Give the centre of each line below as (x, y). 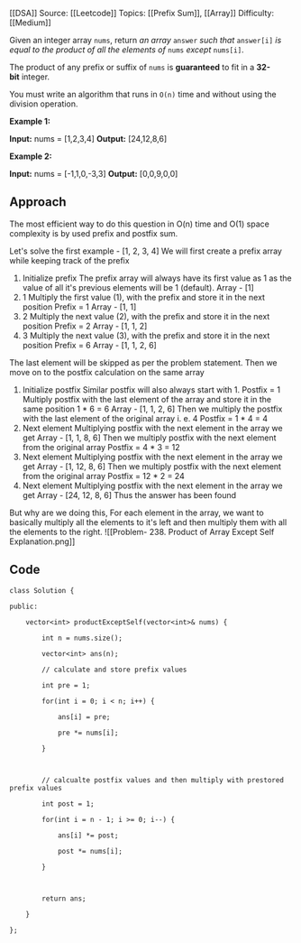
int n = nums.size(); (82, 638)
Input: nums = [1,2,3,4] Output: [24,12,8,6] (88, 139)
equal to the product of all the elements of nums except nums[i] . (127, 50)
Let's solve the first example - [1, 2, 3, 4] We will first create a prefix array (146, 251)
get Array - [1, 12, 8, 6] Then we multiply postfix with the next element (152, 466)
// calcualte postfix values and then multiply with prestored (163, 780)
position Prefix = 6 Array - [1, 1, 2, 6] (90, 345)
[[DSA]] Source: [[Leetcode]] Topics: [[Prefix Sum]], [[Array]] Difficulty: (142, 13)
